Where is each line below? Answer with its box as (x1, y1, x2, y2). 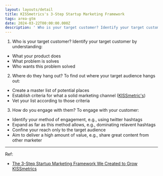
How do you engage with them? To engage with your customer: (12, 107, 139, 113)
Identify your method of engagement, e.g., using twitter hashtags (12, 117, 143, 123)
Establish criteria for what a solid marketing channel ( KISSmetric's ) (12, 93, 146, 99)
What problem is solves (12, 58, 59, 64)
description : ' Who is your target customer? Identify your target (5, 25, 145, 30)
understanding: (12, 44, 43, 50)
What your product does (12, 53, 61, 59)
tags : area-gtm (5, 16, 36, 21)
